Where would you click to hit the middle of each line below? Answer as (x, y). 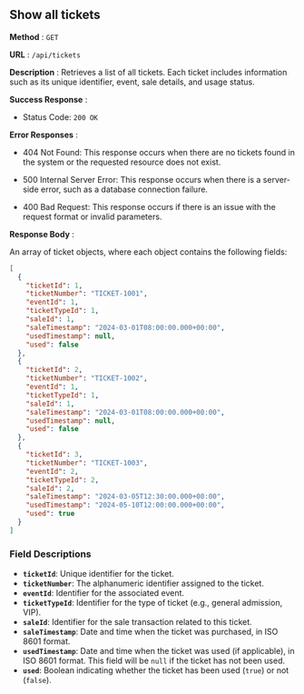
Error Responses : (44, 135)
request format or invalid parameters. (92, 216)
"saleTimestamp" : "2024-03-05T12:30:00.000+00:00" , (125, 497)
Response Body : (42, 234)
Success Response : (49, 99)
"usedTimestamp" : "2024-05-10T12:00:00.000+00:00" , (125, 505)
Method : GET (34, 36)
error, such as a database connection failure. (124, 189)
